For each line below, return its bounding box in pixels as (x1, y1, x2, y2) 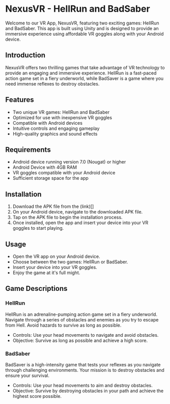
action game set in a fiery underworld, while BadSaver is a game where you (5, 75, 164, 82)
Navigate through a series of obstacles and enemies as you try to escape (5, 316, 159, 322)
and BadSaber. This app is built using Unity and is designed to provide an (5, 25, 159, 31)
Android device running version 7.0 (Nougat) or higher (12, 159, 126, 165)
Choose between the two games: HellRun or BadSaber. (12, 259, 128, 265)
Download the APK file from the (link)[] (12, 203, 94, 209)
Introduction (5, 51, 46, 60)
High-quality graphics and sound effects (12, 130, 98, 137)
